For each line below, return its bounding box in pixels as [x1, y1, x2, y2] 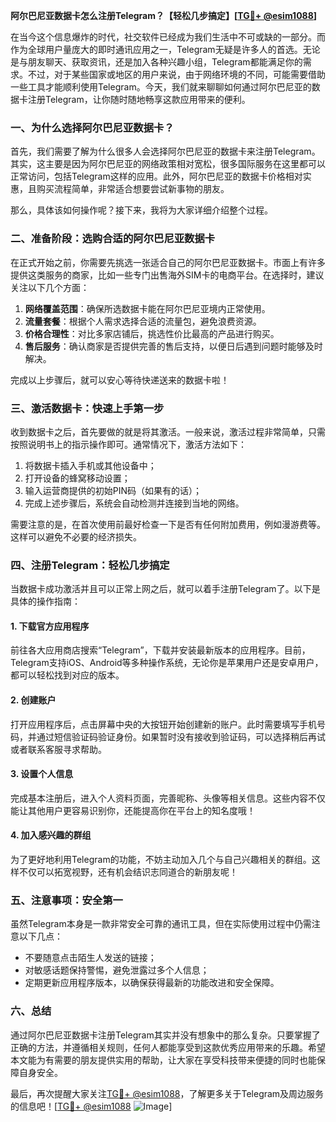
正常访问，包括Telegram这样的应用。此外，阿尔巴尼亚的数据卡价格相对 [10, 170, 303, 183]
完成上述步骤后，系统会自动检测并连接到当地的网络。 [24, 497, 245, 509]
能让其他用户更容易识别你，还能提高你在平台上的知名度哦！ [10, 804, 256, 816]
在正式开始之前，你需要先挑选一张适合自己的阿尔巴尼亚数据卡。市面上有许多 [10, 256, 326, 268]
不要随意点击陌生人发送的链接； [24, 952, 157, 964]
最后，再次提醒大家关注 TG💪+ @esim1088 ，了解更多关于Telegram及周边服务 [10, 1087, 325, 1099]
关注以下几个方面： [10, 281, 90, 293]
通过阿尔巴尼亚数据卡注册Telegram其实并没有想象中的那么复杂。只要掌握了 [10, 1029, 321, 1041]
